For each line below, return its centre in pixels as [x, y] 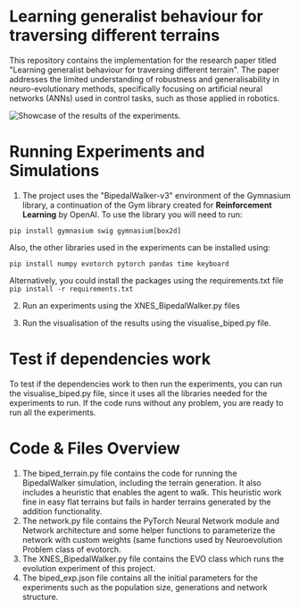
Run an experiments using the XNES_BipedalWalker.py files [131, 305]
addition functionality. [62, 511]
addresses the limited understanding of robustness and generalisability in [144, 79]
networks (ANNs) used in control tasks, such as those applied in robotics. [145, 98]
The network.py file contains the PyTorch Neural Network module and [150, 520]
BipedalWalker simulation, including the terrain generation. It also [141, 482]
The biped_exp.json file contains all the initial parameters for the [140, 578]
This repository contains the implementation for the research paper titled [143, 60]
